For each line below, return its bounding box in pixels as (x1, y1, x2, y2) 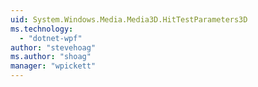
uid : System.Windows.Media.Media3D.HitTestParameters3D (10, 14, 248, 25)
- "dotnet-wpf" (19, 33, 83, 43)
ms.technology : (10, 24, 74, 34)
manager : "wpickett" (10, 61, 97, 71)
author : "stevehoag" (10, 42, 97, 53)
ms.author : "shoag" (10, 52, 92, 62)
